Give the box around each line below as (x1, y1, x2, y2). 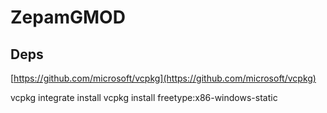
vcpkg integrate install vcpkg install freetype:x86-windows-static (10, 92, 278, 103)
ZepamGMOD (10, 6, 126, 29)
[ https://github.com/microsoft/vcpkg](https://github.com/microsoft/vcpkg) (10, 72, 317, 84)
